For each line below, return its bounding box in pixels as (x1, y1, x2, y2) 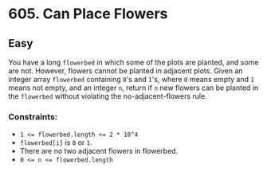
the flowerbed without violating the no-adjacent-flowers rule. (8, 92, 207, 100)
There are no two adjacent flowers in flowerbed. (19, 147, 179, 156)
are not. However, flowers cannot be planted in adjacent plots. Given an (8, 66, 243, 76)
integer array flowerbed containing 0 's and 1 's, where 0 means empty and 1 (8, 75, 255, 84)
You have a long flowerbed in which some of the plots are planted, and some (8, 57, 259, 67)
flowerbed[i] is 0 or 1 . (19, 138, 93, 147)
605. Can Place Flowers (8, 5, 168, 23)
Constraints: (8, 111, 58, 122)
